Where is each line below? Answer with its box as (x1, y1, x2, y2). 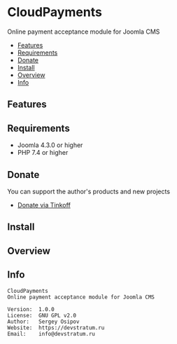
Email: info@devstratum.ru (7, 330, 96, 337)
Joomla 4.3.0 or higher (17, 141, 83, 149)
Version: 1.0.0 (7, 305, 55, 312)
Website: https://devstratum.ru (7, 324, 105, 331)
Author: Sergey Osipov (7, 318, 80, 325)
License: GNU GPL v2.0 (7, 312, 77, 319)
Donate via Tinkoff (17, 200, 71, 209)
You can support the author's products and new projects (7, 187, 170, 195)
